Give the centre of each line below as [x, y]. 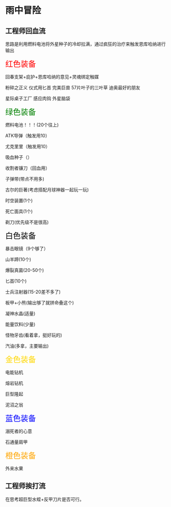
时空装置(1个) [19, 201]
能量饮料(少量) [20, 324]
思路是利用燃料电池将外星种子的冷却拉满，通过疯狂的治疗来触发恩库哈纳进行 [85, 44]
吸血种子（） [19, 157]
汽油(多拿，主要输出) [27, 346]
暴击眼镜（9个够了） [27, 248]
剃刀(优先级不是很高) [27, 222]
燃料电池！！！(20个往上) [32, 125]
